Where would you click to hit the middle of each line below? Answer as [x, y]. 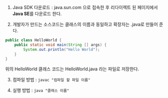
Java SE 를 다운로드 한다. [37, 14]
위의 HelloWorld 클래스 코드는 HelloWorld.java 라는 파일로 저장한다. [72, 69]
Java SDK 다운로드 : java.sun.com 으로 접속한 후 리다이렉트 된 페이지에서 [85, 7]
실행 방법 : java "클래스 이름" [41, 90]
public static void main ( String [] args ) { [61, 45]
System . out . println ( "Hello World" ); [62, 49]
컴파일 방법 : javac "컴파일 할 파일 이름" [51, 80]
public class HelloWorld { [33, 40]
